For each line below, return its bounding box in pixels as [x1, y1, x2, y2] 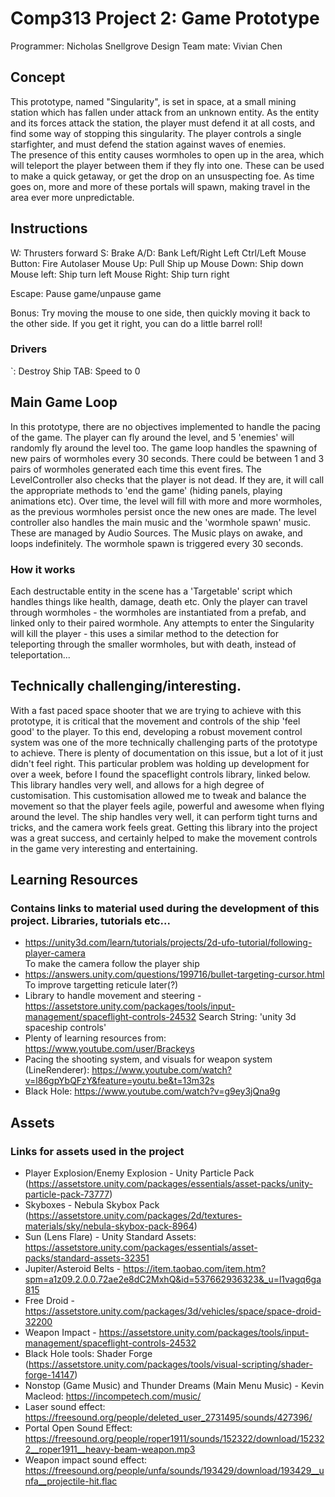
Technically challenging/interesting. [10, 678, 242, 695]
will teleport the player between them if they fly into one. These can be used [10, 159, 325, 171]
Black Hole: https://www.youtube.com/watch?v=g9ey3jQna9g [24, 1085, 281, 1097]
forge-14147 [24, 1369, 75, 1381]
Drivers [10, 342, 48, 356]
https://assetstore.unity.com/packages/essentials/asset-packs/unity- [28, 1178, 314, 1190]
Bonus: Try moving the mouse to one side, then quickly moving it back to [10, 307, 311, 319]
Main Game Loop [10, 394, 118, 411]
